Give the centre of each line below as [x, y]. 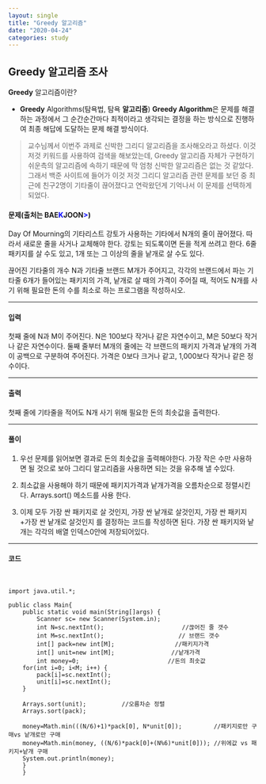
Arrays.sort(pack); [55, 711]
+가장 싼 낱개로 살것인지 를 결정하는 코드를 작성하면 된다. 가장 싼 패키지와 [133, 521]
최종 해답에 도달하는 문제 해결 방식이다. [88, 129]
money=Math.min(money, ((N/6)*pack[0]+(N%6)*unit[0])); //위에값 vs [135, 744]
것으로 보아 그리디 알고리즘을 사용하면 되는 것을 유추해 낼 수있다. [136, 468]
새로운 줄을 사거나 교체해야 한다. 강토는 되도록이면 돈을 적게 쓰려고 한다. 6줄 [140, 244]
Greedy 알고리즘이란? [43, 93]
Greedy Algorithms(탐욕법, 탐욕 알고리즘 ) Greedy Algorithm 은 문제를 [129, 109]
